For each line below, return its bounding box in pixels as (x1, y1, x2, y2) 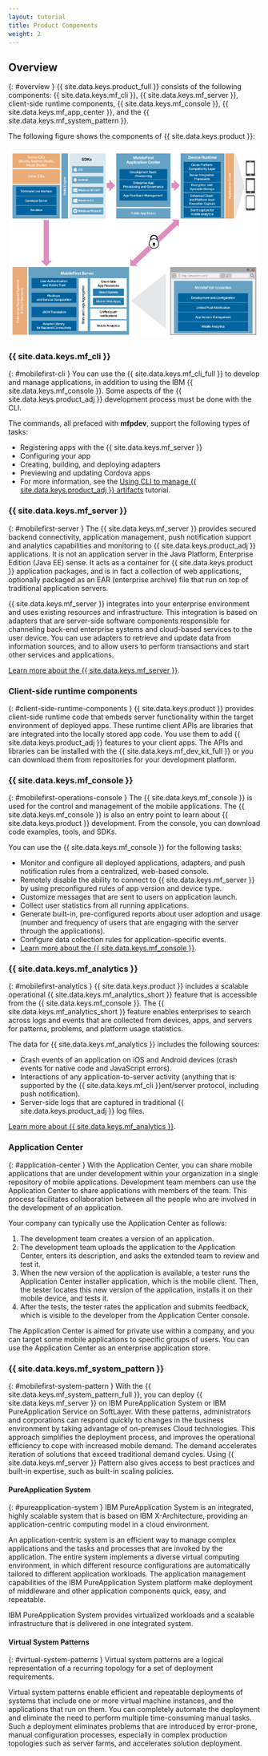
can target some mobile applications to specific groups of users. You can (8, 1334, 250, 1344)
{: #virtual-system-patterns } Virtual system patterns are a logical (8, 1655, 224, 1665)
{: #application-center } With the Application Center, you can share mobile (8, 1159, 253, 1170)
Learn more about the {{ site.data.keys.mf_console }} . (19, 943, 198, 953)
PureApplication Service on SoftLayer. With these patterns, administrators (8, 1407, 251, 1417)
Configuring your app (19, 451, 91, 461)
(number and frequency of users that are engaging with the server (19, 918, 238, 928)
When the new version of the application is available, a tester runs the (19, 1268, 250, 1277)
